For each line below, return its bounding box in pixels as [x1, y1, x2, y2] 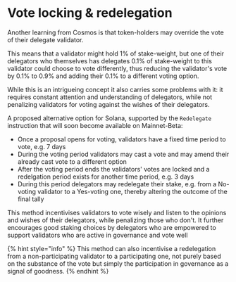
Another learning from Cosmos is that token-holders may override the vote [7, 28, 224, 37]
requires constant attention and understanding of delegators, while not [7, 93, 213, 101]
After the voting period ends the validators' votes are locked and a [17, 165, 210, 173]
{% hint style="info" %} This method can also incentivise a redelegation [7, 244, 216, 252]
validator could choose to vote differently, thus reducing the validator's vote [7, 64, 228, 72]
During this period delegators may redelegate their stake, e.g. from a [17, 179, 217, 188]
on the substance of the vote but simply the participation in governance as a [7, 259, 229, 268]
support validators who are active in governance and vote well [7, 231, 188, 239]
